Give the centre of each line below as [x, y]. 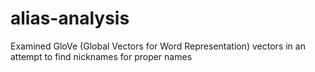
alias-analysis [70, 18]
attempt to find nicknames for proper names [101, 56]
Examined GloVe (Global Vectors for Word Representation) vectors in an [158, 46]
